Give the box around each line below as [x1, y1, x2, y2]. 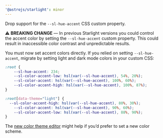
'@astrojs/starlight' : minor [5, 7, 64, 12]
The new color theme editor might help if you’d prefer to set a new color [5, 123, 150, 129]
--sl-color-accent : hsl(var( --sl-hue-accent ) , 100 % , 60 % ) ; [14, 78, 137, 83]
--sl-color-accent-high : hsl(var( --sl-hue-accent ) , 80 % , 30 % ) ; [9, 101, 141, 106]
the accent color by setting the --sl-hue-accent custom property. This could [5, 35, 159, 41]
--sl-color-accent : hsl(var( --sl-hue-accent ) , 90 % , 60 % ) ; [14, 105, 134, 110]
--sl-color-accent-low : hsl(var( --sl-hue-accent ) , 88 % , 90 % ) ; [14, 110, 143, 115]
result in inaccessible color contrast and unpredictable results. [5, 40, 130, 46]
